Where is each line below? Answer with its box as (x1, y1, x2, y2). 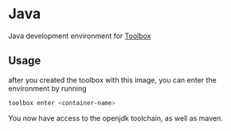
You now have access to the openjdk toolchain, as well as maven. (8, 113, 223, 123)
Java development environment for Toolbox (8, 31, 151, 40)
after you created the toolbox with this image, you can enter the (8, 75, 217, 84)
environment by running (8, 83, 87, 93)
